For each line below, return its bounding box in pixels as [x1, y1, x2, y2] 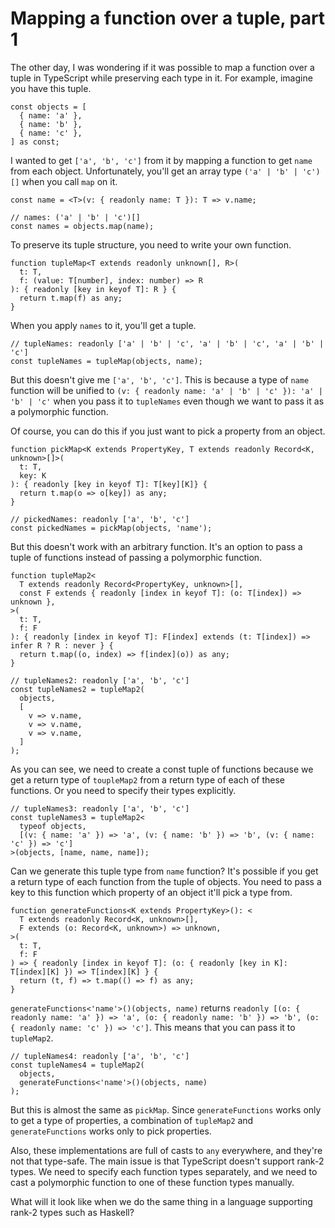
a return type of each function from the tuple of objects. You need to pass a [10, 875, 322, 887]
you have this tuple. [10, 82, 92, 94]
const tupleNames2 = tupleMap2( [10, 684, 145, 694]
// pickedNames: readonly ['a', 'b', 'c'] [10, 514, 190, 524]
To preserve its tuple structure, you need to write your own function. [10, 238, 292, 251]
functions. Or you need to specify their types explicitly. [10, 784, 237, 796]
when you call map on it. [21, 175, 118, 187]
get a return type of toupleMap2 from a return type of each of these [10, 773, 286, 786]
